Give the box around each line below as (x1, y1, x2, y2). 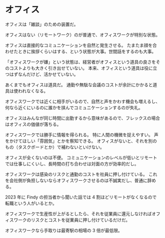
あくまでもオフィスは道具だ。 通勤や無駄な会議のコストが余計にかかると (5, 81, 153, 87)
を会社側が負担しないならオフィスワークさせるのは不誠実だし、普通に (5, 177, 148, 183)
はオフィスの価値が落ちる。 (5, 121, 62, 127)
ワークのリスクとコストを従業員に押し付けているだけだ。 (13, 217, 131, 223)
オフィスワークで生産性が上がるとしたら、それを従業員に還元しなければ (5, 210, 152, 217)
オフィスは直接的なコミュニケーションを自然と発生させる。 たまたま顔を (5, 42, 153, 48)
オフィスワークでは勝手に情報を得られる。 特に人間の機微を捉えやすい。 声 (5, 131, 159, 138)
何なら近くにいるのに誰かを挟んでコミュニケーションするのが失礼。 (5, 104, 143, 111)
